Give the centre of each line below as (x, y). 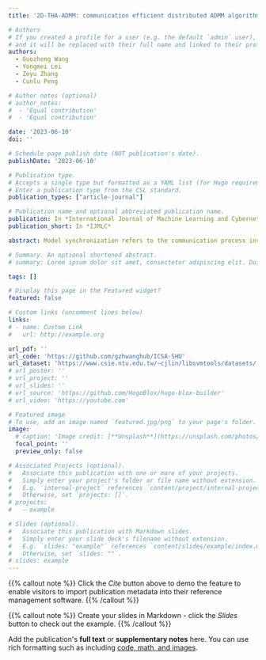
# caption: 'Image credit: (60, 437)
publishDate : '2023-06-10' (53, 161)
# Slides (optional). (44, 524)
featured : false (35, 298)
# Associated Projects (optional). (67, 465)
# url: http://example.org (56, 334)
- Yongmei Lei (38, 67)
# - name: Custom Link (46, 327)
